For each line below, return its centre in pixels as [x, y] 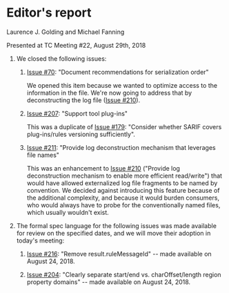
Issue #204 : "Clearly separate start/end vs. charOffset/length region [124, 274]
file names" [43, 155]
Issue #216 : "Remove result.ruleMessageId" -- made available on [119, 254]
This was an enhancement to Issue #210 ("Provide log [103, 168]
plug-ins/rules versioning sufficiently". [81, 134]
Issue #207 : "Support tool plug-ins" [77, 113]
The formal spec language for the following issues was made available [116, 225]
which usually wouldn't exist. [68, 212]
